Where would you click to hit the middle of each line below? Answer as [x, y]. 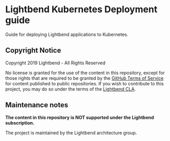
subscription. [20, 123]
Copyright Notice [33, 50]
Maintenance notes [37, 105]
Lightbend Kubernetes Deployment [81, 9]
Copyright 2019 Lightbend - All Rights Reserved [55, 63]
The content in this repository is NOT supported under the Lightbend [80, 117]
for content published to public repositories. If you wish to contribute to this [85, 83]
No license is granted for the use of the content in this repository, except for [85, 73]
